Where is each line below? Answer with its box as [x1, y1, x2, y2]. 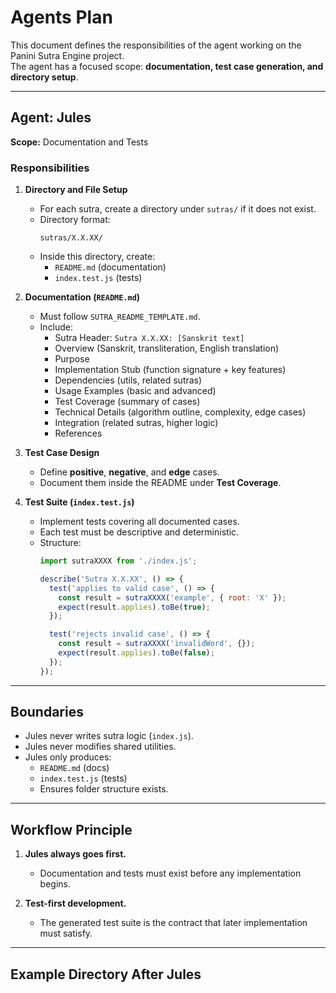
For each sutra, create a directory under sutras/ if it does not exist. [39, 203, 317, 215]
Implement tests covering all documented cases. [39, 516, 240, 528]
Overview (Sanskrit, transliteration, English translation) [54, 342, 280, 355]
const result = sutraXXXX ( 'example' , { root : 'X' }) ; [58, 592, 287, 603]
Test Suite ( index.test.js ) [24, 496, 135, 508]
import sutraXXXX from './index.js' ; [39, 556, 198, 566]
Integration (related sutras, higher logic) [54, 417, 219, 429]
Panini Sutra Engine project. [10, 49, 125, 61]
